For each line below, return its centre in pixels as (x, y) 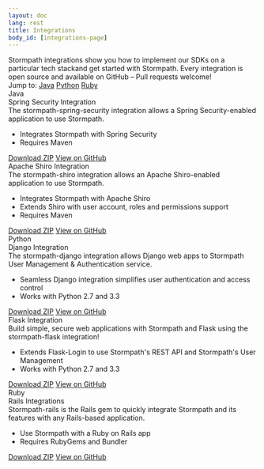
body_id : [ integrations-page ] (58, 38)
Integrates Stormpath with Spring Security (88, 134)
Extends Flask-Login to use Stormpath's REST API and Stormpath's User (138, 352)
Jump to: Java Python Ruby (53, 85)
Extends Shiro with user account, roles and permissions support (124, 207)
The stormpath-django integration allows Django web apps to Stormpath (126, 256)
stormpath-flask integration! (54, 337)
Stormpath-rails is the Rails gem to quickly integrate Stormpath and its (123, 410)
